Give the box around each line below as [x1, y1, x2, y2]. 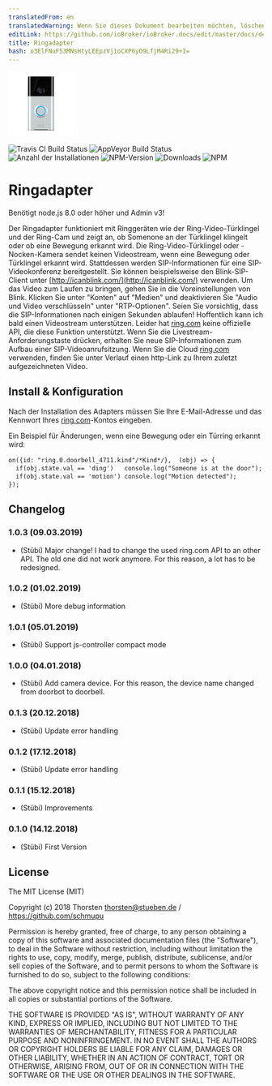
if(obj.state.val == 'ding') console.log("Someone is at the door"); [15, 464, 263, 472]
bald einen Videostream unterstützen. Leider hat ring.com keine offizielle [8, 319, 251, 328]
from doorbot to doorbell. [19, 687, 105, 697]
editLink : [8, 30, 42, 38]
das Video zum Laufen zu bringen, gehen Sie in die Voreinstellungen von [8, 284, 251, 294]
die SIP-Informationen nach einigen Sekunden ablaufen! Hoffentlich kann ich [8, 310, 264, 320]
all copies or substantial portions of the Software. [8, 994, 172, 1004]
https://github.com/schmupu [8, 911, 104, 921]
